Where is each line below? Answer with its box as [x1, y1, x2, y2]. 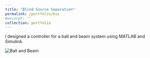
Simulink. [5, 39, 23, 45]
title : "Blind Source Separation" [5, 7, 75, 12]
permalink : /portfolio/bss [5, 12, 60, 16]
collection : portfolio [5, 20, 51, 25]
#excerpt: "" [5, 16, 32, 21]
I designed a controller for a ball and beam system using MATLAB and [5, 34, 145, 39]
